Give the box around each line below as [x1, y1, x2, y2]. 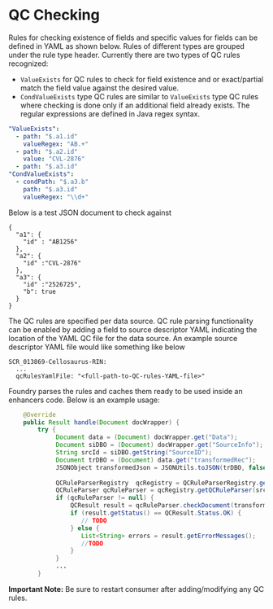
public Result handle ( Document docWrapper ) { [23, 418, 180, 427]
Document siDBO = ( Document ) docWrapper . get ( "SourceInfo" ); [55, 441, 264, 449]
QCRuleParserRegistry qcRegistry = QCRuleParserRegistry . [55, 479, 260, 487]
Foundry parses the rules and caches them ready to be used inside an [8, 386, 243, 396]
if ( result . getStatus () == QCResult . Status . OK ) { [70, 509, 242, 518]
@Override [23, 410, 57, 418]
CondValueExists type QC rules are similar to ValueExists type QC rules [19, 91, 258, 101]
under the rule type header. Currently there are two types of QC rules [8, 50, 240, 59]
